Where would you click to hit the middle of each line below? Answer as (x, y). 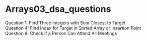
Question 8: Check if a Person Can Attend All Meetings (61, 33)
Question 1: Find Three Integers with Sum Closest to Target (65, 23)
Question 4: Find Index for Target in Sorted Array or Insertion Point (73, 28)
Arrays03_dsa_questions (58, 9)
